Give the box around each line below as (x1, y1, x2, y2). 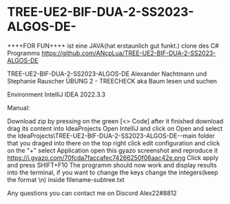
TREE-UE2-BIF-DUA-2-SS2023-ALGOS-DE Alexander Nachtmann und (7, 70, 207, 78)
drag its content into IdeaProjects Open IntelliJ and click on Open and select (7, 124, 223, 132)
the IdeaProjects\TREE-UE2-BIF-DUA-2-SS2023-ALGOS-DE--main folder (7, 132, 216, 140)
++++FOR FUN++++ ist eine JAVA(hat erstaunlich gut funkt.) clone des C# (7, 41, 219, 50)
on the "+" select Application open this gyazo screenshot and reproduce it (7, 146, 218, 154)
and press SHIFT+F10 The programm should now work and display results (7, 161, 217, 169)
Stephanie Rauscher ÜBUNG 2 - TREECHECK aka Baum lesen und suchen (7, 76, 218, 85)
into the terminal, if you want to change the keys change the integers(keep (7, 168, 218, 176)
